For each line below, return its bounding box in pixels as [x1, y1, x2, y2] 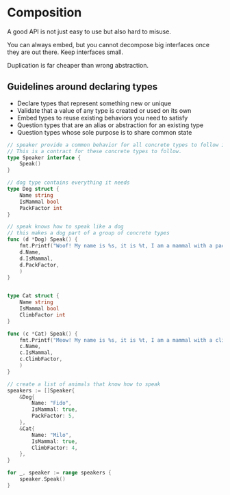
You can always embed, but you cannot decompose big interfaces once [7, 40, 210, 49]
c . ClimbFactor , [19, 356, 63, 363]
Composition [7, 5, 82, 21]
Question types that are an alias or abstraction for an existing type [16, 121, 204, 129]
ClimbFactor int [19, 311, 66, 319]
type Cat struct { [7, 293, 60, 299]
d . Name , [19, 248, 41, 256]
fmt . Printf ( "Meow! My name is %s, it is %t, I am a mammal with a [19, 336, 213, 343]
